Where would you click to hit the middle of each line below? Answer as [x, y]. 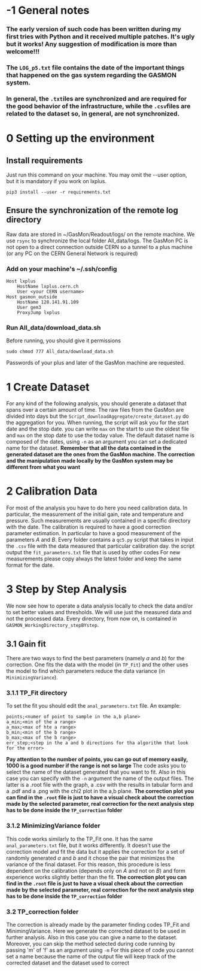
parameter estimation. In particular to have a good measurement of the [94, 533]
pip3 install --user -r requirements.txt [59, 192]
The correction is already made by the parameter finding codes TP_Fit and [98, 924]
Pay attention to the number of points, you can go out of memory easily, [97, 759]
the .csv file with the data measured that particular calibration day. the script [100, 546]
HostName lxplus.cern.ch [48, 287]
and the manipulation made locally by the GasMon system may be [90, 461]
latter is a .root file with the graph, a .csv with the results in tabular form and [100, 785]
